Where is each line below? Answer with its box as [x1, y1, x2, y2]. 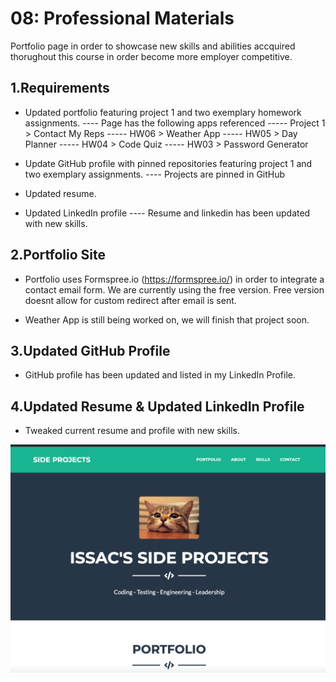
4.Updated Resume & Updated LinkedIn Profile [10, 398, 305, 415]
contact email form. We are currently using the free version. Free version [24, 283, 325, 296]
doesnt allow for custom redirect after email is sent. [24, 294, 237, 306]
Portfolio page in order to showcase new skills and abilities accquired [10, 40, 296, 52]
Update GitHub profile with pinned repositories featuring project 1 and [24, 157, 313, 169]
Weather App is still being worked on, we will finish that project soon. [24, 313, 310, 326]
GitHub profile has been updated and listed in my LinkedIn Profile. [24, 369, 297, 381]
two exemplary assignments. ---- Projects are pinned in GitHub [24, 168, 286, 180]
